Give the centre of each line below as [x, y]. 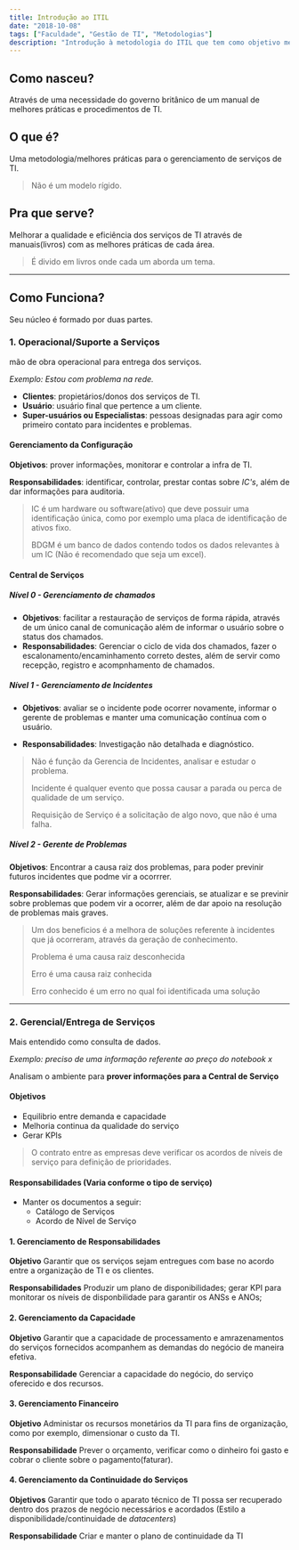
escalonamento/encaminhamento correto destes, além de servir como [151, 655]
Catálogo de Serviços [75, 1212]
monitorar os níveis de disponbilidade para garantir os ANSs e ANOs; [136, 1297]
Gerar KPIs [42, 1135]
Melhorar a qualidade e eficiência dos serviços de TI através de [126, 235]
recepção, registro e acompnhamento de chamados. [118, 665]
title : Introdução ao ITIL [59, 17]
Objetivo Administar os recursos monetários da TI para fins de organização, [149, 1423]
